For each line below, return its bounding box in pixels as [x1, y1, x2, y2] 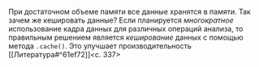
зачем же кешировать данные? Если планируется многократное [8, 15, 234, 25]
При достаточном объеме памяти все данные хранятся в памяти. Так [8, 7, 252, 16]
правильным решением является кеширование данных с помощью [8, 32, 244, 42]
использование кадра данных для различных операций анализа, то [8, 24, 244, 33]
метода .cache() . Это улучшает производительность [8, 41, 192, 51]
